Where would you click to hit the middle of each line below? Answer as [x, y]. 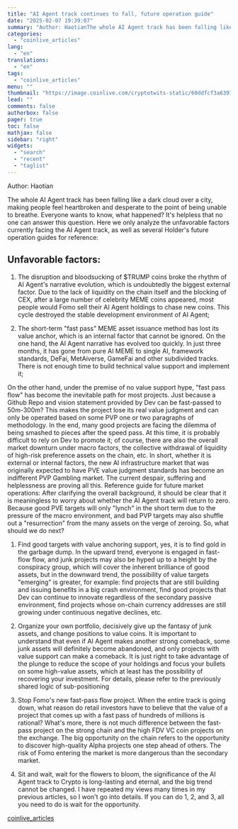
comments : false [31, 106]
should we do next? [36, 530]
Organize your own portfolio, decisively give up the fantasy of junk [114, 626]
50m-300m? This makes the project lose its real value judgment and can [113, 410]
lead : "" [20, 100]
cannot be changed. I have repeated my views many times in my [112, 789]
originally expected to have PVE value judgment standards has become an [116, 470]
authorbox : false [33, 113]
